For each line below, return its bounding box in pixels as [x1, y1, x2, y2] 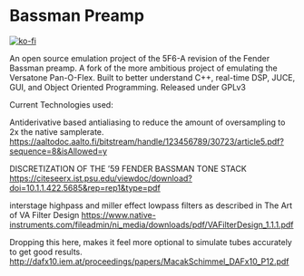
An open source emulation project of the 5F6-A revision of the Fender [9, 52, 270, 63]
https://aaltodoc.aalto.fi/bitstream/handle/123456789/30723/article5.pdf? [9, 136, 284, 147]
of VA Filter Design [9, 209, 80, 220]
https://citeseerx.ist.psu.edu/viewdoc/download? [9, 173, 192, 184]
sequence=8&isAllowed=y [9, 146, 107, 157]
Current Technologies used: [9, 99, 113, 109]
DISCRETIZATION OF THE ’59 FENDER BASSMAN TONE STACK [9, 163, 247, 174]
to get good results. [9, 246, 83, 257]
